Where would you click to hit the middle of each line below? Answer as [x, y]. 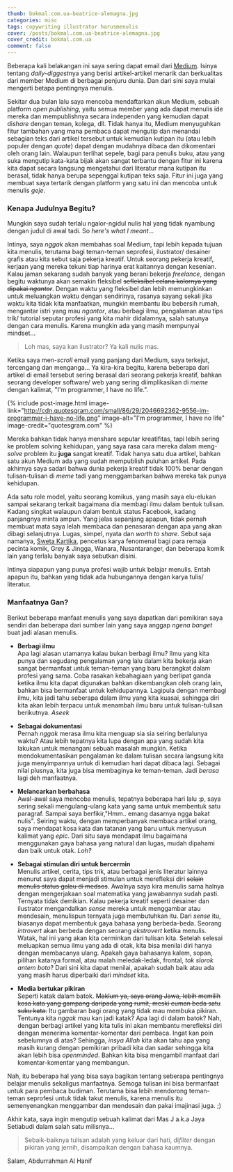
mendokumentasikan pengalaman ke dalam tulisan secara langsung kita [120, 756]
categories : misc [32, 20]
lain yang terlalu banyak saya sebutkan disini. [72, 556]
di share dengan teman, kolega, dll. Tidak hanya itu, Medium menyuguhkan [114, 124]
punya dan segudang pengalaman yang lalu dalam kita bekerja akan [114, 661]
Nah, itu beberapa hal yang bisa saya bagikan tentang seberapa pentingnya [115, 1076]
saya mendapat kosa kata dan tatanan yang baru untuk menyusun [112, 828]
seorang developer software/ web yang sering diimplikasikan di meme [108, 382]
